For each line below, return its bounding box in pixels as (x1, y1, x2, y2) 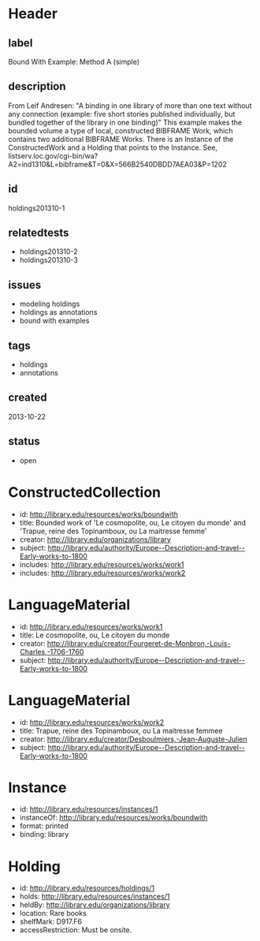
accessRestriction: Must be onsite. (19, 925, 132, 935)
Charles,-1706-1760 (19, 647, 84, 656)
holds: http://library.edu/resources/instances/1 (19, 892, 170, 902)
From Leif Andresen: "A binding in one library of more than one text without (8, 100, 252, 110)
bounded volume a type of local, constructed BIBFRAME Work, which (8, 125, 233, 135)
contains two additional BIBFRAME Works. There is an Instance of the (8, 134, 234, 144)
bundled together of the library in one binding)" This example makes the (8, 118, 243, 127)
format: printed (19, 821, 69, 831)
